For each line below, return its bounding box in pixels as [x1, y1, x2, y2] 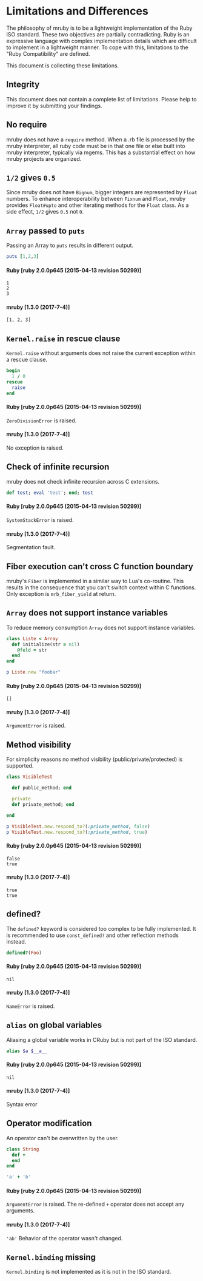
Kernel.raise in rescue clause [6, 333, 121, 343]
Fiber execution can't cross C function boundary [6, 561, 194, 572]
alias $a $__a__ [6, 1048, 47, 1054]
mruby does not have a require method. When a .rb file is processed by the [6, 135, 195, 143]
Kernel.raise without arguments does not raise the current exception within [6, 350, 196, 357]
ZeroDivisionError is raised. [6, 417, 77, 424]
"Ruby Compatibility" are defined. [6, 50, 90, 57]
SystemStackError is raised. [6, 516, 74, 523]
